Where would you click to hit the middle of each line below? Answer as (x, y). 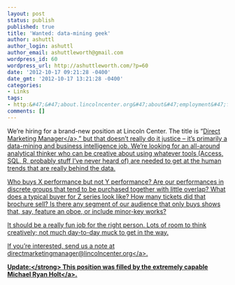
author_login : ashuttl (40, 46)
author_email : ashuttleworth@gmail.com (65, 53)
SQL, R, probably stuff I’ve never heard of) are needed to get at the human (114, 161)
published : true (31, 27)
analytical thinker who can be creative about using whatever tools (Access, (115, 153)
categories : (24, 85)
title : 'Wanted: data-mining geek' (59, 33)
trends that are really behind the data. (62, 168)
